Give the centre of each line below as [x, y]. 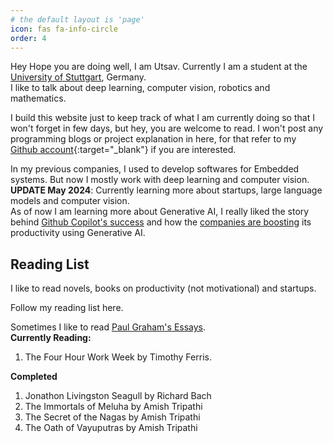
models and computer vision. [70, 201]
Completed [34, 377]
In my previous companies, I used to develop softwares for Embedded [155, 169]
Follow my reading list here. [67, 308]
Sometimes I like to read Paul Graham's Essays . [108, 327]
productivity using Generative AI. [78, 233]
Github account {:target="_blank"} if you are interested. [123, 150]
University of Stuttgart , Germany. [78, 77]
